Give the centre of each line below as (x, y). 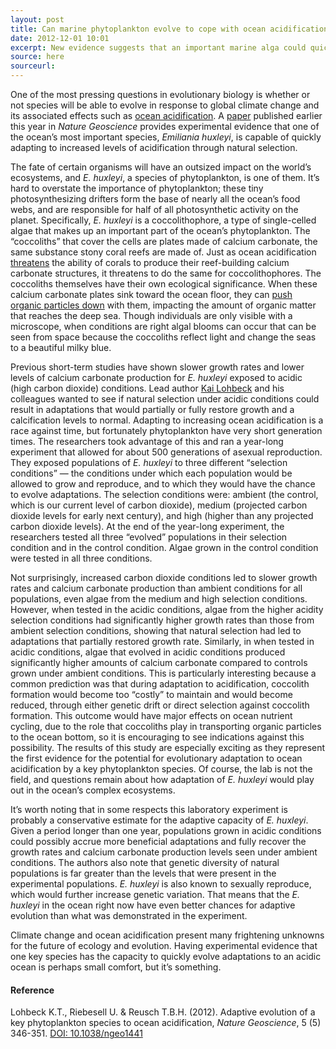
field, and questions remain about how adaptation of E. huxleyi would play (162, 779)
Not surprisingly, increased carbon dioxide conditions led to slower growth (164, 577)
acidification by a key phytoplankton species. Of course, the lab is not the (161, 769)
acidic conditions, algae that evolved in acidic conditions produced (148, 652)
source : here (37, 57)
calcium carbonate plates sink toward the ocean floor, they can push (151, 294)
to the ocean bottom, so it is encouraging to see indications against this (157, 737)
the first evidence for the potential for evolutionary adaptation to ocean (156, 758)
